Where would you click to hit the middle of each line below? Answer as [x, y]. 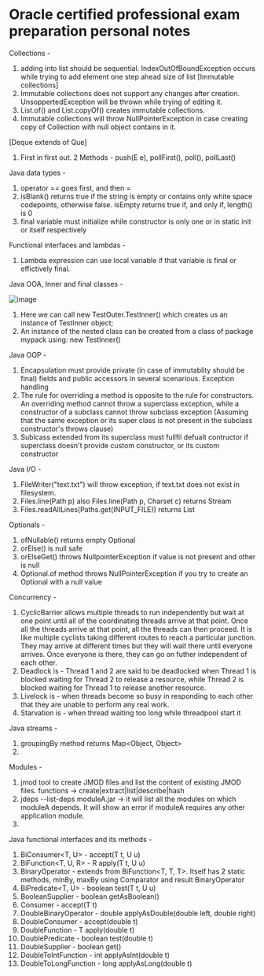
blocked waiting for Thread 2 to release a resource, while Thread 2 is [132, 679]
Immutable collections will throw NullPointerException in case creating [134, 118]
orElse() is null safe [51, 548]
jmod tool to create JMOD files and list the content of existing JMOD [131, 782]
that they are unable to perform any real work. [95, 704]
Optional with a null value [61, 581]
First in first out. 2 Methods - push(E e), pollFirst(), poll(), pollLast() [128, 157]
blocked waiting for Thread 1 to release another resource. [113, 688]
